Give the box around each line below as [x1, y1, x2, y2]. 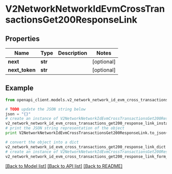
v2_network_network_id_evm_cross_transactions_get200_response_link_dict [5, 144, 166, 149]
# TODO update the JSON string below [5, 106, 86, 112]
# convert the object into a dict [5, 139, 79, 145]
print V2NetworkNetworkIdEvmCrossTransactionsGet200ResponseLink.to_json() [5, 130, 170, 136]
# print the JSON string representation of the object [5, 126, 125, 131]
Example [5, 84, 34, 93]
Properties [5, 34, 40, 43]
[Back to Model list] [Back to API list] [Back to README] [5, 163, 123, 169]
